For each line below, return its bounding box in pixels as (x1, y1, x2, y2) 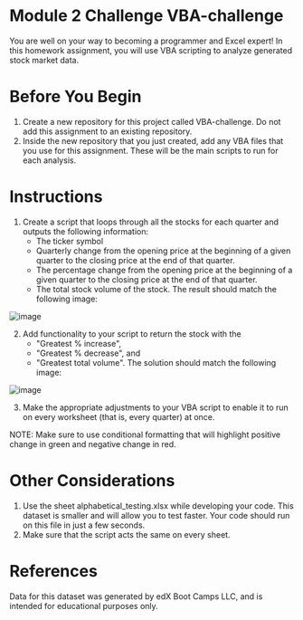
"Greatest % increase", (35, 338, 122, 348)
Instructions (9, 186, 103, 207)
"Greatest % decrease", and (35, 348, 141, 358)
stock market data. (9, 54, 80, 65)
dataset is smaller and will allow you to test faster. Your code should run (22, 510, 290, 520)
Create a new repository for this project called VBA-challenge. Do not (22, 116, 281, 127)
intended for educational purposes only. (9, 600, 158, 611)
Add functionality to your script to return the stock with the (22, 328, 241, 339)
